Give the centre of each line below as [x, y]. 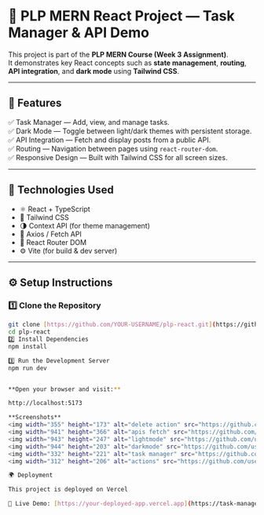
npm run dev [27, 368]
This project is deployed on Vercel [68, 490]
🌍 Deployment [31, 475]
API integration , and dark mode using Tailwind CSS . [93, 71]
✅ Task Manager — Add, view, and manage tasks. [89, 122]
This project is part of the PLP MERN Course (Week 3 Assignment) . [119, 54]
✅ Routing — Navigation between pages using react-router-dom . [113, 148]
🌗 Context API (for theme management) [85, 225]
